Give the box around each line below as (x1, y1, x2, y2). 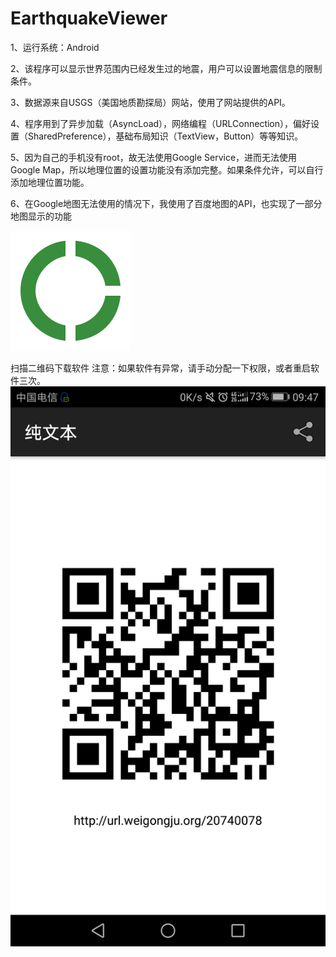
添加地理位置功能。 (10, 176, 90, 188)
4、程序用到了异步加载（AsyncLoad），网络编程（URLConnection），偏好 (10, 117, 312, 129)
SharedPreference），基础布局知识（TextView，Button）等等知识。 (27, 130, 304, 142)
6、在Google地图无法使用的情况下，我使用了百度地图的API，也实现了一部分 (10, 197, 323, 209)
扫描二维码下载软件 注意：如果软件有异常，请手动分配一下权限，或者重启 (10, 362, 311, 374)
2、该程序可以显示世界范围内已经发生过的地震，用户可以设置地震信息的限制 (10, 62, 323, 74)
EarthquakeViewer (10, 7, 168, 30)
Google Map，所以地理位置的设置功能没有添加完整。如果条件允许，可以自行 (10, 163, 324, 176)
